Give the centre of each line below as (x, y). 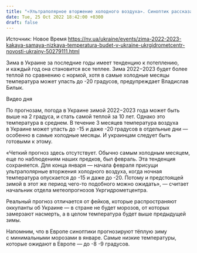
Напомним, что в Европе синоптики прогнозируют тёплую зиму (86, 231)
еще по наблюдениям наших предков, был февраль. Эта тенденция (91, 159)
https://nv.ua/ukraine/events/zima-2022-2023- (125, 39)
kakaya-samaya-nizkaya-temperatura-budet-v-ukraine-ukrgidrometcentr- (96, 45)
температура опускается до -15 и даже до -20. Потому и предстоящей (95, 178)
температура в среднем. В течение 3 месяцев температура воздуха (92, 123)
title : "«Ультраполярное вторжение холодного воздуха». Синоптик (87, 11)
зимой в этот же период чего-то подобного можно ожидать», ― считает (97, 184)
